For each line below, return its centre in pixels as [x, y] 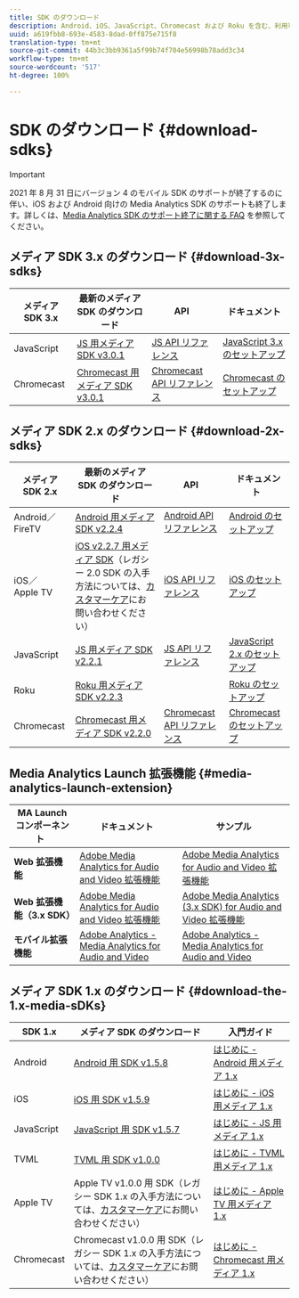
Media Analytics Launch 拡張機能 [103, 773]
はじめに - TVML [249, 1153]
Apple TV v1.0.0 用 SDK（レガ [137, 1183]
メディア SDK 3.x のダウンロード [99, 257]
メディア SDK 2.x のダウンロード [99, 431]
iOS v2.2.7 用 [103, 546]
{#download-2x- [237, 431]
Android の [251, 516]
